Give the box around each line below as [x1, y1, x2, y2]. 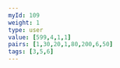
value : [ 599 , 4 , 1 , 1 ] [8, 33, 72, 41]
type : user [8, 26, 44, 34]
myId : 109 [8, 11, 41, 20]
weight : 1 [8, 19, 41, 27]
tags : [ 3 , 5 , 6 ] [8, 48, 55, 55]
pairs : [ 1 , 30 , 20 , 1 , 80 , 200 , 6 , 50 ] [8, 41, 113, 48]
